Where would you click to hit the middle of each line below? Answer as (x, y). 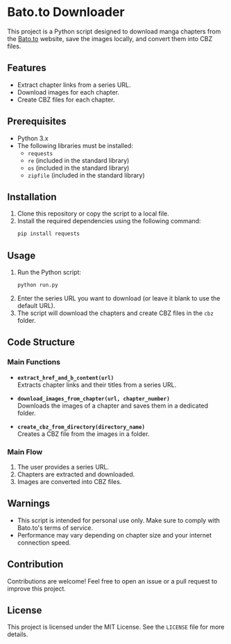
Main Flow (25, 451)
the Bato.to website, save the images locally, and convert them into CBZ (110, 38)
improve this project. (36, 588)
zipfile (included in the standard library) (86, 175)
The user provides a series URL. (63, 467)
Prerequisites (37, 121)
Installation (32, 196)
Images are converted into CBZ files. (69, 481)
